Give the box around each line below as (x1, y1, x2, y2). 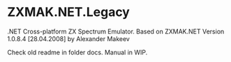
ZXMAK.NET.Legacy (7, 4, 131, 20)
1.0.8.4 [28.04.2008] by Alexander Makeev (7, 34, 131, 42)
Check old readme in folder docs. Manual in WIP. (7, 48, 148, 56)
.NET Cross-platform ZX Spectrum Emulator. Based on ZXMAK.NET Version (7, 27, 225, 36)
